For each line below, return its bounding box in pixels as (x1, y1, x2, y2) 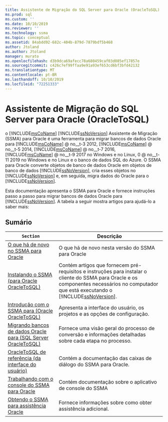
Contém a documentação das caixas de (58, 355, 152, 362)
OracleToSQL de (7, 349, 46, 356)
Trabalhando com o (7, 376, 53, 383)
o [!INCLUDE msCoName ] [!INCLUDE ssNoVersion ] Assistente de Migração (5, 130, 157, 136)
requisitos (58, 268, 82, 275)
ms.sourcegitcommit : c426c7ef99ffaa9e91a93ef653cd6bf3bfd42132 (5, 63, 140, 68)
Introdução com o (7, 301, 49, 308)
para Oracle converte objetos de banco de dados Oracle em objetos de (5, 162, 152, 168)
